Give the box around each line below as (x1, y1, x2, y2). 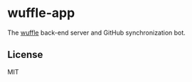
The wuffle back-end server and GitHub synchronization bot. (7, 28, 186, 37)
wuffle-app (7, 5, 75, 21)
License (7, 49, 43, 61)
